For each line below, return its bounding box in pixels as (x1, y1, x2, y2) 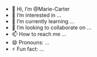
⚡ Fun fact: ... (11, 45, 44, 52)
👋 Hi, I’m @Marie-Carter (11, 6, 70, 12)
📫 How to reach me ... (11, 31, 66, 37)
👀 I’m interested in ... (11, 12, 62, 19)
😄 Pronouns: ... (11, 39, 50, 46)
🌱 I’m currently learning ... (11, 18, 75, 24)
